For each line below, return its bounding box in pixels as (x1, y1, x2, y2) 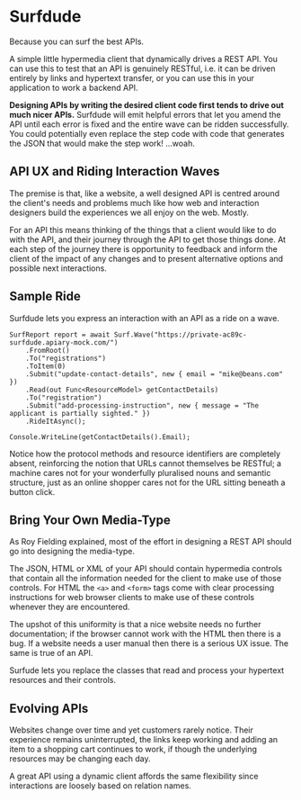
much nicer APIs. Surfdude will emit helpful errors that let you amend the (9, 109, 281, 120)
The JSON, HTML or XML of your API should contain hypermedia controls (9, 563, 283, 574)
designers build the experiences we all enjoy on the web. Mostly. (9, 207, 250, 218)
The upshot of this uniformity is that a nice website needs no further (9, 619, 261, 630)
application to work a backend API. (9, 82, 138, 93)
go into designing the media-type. (9, 546, 136, 557)
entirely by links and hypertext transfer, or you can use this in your (9, 72, 254, 83)
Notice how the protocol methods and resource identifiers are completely (9, 448, 281, 459)
